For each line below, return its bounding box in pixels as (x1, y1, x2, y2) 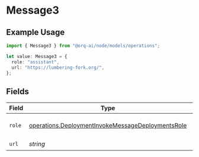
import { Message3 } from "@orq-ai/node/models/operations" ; (6, 43, 161, 49)
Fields (6, 86, 30, 97)
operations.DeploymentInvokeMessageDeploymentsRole (28, 121, 187, 130)
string (28, 140, 46, 148)
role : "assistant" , (11, 59, 60, 65)
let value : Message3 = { (6, 53, 68, 59)
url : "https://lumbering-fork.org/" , (11, 65, 105, 71)
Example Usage (6, 27, 65, 37)
